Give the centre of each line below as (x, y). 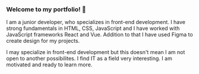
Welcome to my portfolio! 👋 (46, 9)
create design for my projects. (43, 41)
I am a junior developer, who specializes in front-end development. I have (96, 22)
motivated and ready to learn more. (49, 65)
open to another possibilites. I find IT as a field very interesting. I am (89, 59)
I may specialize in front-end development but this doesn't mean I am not (96, 52)
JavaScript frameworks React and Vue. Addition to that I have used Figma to (99, 35)
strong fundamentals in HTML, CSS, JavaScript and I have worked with (93, 28)
